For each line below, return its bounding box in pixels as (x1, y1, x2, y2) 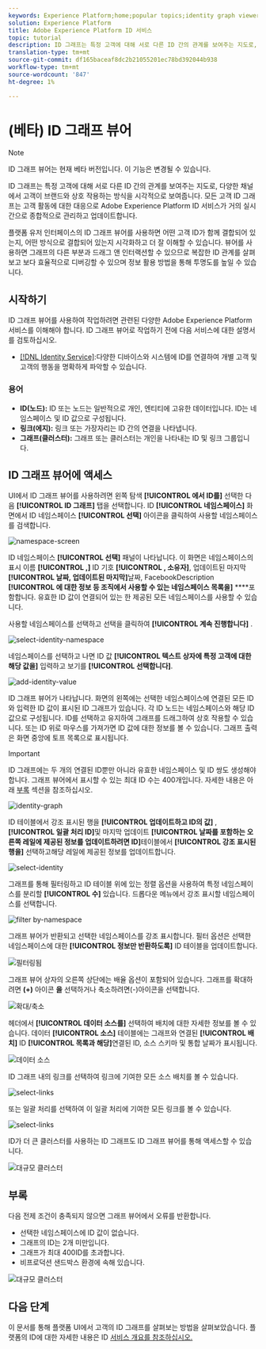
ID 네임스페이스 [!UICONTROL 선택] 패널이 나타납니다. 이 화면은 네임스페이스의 (8, 552, 254, 563)
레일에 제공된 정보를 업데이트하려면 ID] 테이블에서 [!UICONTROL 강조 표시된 (22, 837, 256, 846)
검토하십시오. (16, 335, 58, 345)
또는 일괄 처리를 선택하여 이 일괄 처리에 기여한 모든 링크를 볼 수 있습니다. (8, 1104, 232, 1114)
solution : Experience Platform (8, 19, 112, 27)
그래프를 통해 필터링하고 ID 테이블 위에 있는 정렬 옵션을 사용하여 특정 (8, 879, 220, 889)
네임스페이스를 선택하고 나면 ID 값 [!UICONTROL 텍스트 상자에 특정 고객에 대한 (8, 652, 252, 661)
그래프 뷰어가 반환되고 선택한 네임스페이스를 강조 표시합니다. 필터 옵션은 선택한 (8, 931, 252, 941)
